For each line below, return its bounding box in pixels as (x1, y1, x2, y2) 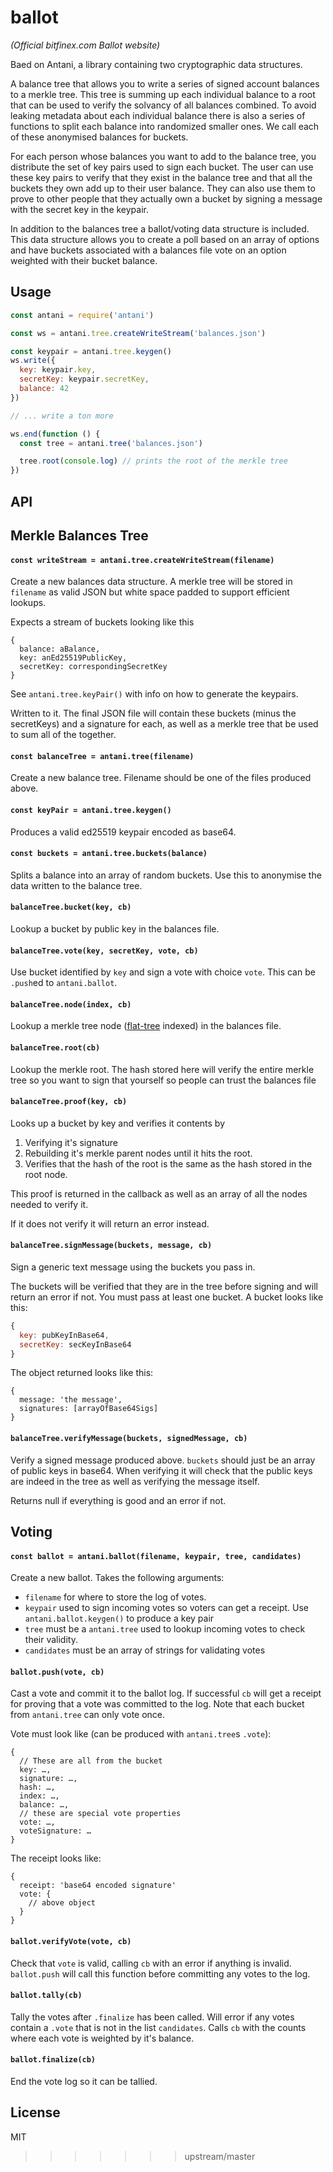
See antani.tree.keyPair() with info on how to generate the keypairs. (10, 688, 299, 700)
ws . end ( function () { (10, 429, 101, 439)
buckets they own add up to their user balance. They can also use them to (10, 182, 316, 194)
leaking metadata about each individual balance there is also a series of (10, 109, 306, 121)
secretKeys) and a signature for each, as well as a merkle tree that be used (10, 718, 319, 730)
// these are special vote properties (19, 1809, 182, 1819)
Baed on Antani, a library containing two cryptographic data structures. (10, 58, 303, 70)
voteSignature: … (19, 1826, 92, 1836)
